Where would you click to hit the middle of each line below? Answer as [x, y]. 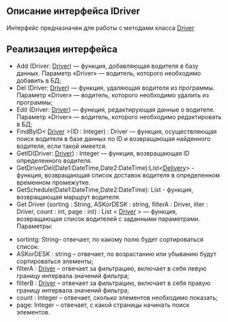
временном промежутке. [53, 182]
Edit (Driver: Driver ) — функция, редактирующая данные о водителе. [116, 110]
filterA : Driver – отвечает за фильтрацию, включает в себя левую [111, 268]
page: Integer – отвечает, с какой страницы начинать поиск [103, 305]
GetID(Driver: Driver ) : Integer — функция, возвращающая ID [103, 153]
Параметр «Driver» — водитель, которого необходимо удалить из [113, 95]
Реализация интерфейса [62, 50]
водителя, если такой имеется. [61, 146]
